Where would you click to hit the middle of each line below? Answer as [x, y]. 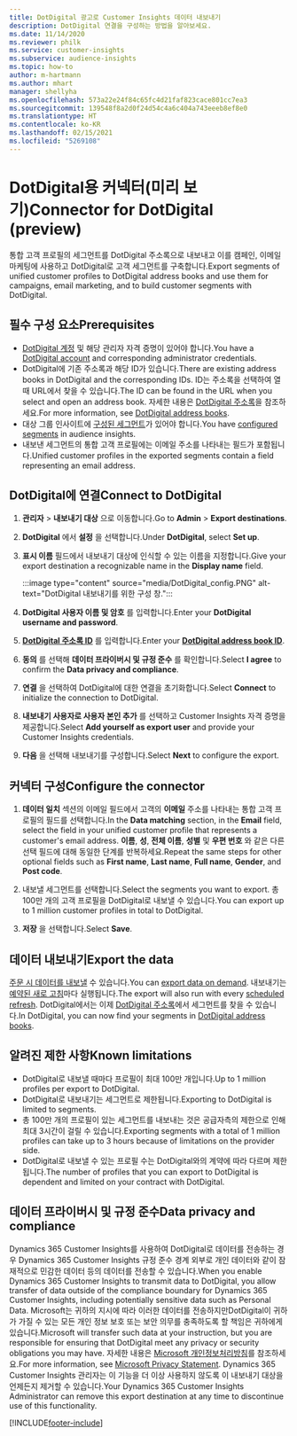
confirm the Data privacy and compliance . [100, 669]
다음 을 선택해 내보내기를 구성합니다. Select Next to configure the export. [150, 755]
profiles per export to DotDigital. [81, 1089]
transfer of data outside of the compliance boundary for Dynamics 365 [138, 1290]
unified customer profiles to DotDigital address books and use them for [139, 276]
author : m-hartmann [45, 75]
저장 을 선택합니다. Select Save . [77, 929]
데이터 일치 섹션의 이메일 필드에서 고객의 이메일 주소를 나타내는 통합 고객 [147, 809]
